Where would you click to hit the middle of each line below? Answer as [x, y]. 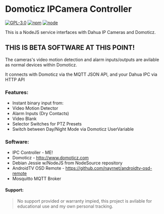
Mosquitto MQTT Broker [37, 179]
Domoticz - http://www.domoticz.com [51, 158]
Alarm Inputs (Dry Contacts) [41, 114]
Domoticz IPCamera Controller [68, 9]
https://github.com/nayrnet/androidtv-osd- [109, 168]
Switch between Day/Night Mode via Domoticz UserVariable [73, 129]
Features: [17, 92]
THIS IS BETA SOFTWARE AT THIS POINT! [70, 48]
